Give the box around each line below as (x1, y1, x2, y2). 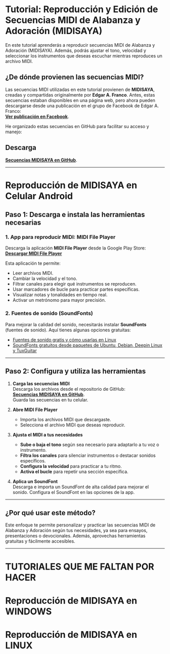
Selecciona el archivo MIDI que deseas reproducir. (20, 422, 125, 428)
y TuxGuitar (12, 347, 37, 354)
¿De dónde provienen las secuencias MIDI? (5, 73, 144, 82)
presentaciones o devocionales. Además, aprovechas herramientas (5, 533, 146, 539)
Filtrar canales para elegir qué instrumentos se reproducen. (12, 281, 137, 287)
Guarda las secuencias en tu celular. (12, 396, 89, 402)
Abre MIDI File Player (12, 407, 58, 413)
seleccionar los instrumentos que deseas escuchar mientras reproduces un (5, 52, 163, 59)
